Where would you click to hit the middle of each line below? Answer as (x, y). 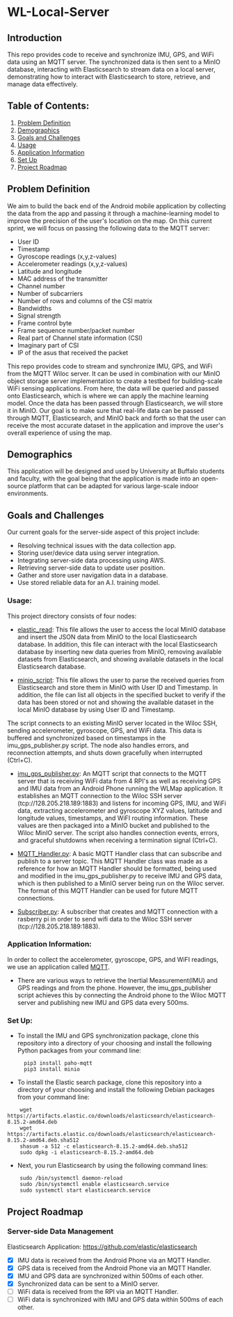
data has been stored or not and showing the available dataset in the (115, 702)
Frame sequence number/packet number (76, 330)
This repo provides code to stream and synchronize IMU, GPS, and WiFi (110, 366)
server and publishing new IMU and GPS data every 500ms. (103, 1002)
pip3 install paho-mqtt (58, 1063)
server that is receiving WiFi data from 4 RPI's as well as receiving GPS (119, 781)
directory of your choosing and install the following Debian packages (116, 1090)
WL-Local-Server (58, 12)
